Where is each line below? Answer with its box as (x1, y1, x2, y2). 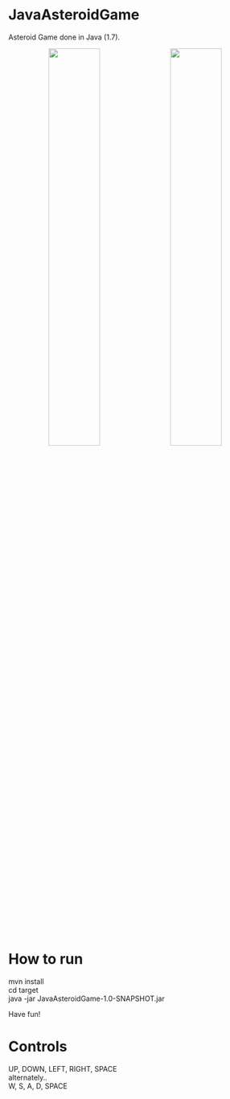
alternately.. (8, 1072, 48, 1082)
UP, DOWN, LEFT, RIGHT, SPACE (8, 1064, 117, 1073)
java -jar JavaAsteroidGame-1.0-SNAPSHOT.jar (8, 994, 165, 1003)
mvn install (8, 976, 44, 986)
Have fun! (8, 1009, 41, 1019)
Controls (8, 1038, 68, 1056)
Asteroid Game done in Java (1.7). (8, 32, 121, 42)
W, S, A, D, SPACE (8, 1080, 68, 1091)
